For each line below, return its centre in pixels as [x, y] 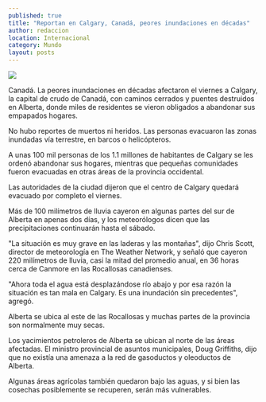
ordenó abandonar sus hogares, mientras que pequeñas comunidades [123, 163]
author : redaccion [39, 30]
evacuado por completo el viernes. [65, 195]
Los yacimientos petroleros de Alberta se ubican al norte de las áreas [121, 340]
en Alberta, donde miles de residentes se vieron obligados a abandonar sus [132, 107]
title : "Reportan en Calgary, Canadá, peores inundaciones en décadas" [129, 23]
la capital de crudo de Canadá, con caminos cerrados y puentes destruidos [131, 99]
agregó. [21, 301]
